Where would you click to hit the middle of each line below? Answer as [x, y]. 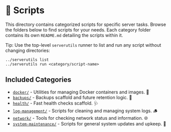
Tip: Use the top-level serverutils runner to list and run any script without [83, 45]
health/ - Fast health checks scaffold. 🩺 [55, 103]
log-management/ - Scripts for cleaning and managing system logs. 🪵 [85, 111]
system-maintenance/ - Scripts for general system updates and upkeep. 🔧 [89, 123]
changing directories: [28, 50]
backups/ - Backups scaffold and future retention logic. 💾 [72, 97]
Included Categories [38, 80]
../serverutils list [27, 60]
